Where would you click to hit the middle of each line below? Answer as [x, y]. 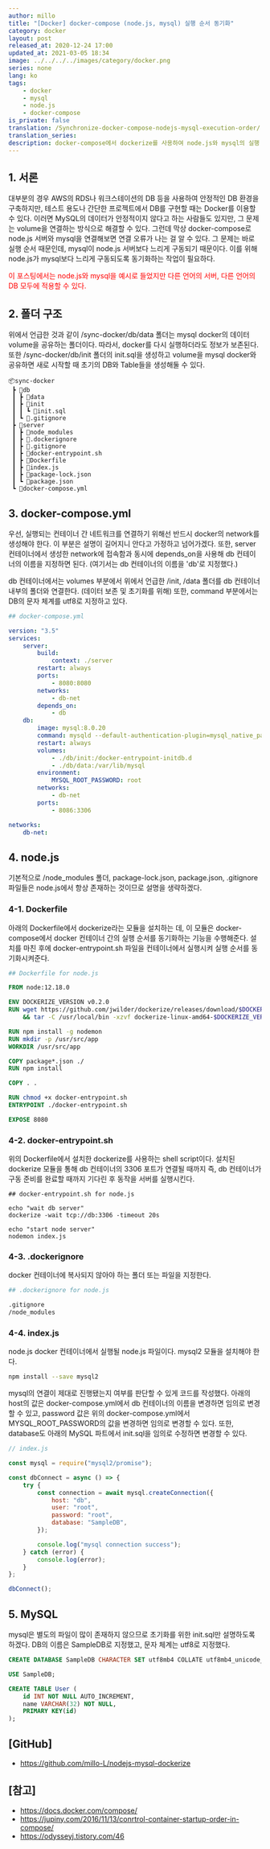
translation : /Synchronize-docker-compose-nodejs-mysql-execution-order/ [135, 128]
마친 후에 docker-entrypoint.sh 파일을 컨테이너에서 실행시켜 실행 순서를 [136, 948]
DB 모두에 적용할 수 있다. [47, 286]
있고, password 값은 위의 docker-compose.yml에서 [108, 1414]
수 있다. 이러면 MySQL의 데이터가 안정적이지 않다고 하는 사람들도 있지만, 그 [127, 219]
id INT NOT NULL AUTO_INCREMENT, [79, 1696]
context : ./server [82, 661]
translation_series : [43, 135]
